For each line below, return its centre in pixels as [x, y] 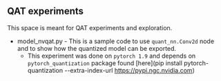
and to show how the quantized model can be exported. [97, 48]
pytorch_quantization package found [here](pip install [105, 63]
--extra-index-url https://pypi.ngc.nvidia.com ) [129, 70]
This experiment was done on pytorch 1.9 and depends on [112, 56]
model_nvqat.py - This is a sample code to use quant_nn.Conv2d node [116, 41]
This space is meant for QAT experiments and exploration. [90, 27]
